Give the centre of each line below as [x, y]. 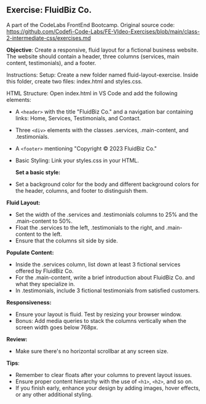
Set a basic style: [38, 172]
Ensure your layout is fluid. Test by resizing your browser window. [98, 314]
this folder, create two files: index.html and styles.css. [74, 81]
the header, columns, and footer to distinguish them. [81, 190]
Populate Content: [30, 252]
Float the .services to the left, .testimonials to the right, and [90, 227]
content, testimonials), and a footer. [51, 63]
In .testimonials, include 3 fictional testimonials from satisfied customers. [107, 290]
